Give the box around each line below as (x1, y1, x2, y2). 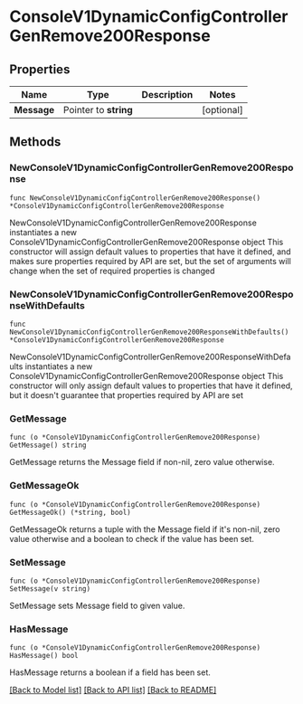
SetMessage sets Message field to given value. (9, 600, 185, 611)
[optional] (202, 104, 244, 116)
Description (141, 89, 194, 100)
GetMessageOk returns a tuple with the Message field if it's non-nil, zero (9, 523, 280, 535)
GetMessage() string (9, 441, 88, 450)
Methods (9, 134, 62, 150)
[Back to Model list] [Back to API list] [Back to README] (9, 685, 217, 696)
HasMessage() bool (9, 652, 79, 661)
